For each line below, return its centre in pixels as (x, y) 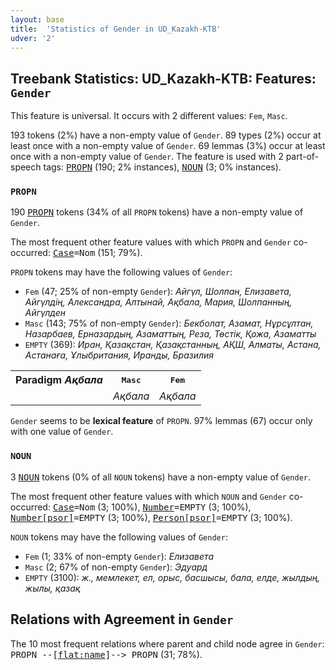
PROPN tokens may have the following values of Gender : (121, 272)
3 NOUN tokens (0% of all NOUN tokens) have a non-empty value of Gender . (160, 477)
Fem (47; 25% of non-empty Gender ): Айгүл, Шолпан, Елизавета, (158, 292)
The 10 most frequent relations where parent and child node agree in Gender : (167, 643)
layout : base (37, 19)
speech (26, 167)
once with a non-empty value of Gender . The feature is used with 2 (147, 157)
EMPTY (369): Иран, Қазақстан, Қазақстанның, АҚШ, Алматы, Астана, (173, 345)
